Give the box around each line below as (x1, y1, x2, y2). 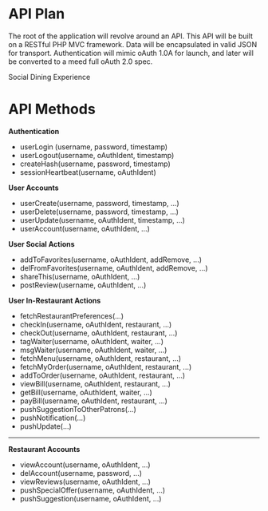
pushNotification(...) (19, 413, 86, 422)
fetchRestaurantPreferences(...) (19, 311, 124, 320)
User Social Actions (8, 239, 75, 248)
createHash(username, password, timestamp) (19, 159, 171, 168)
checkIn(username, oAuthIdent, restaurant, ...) (19, 319, 172, 329)
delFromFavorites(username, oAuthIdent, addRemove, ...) (19, 263, 209, 272)
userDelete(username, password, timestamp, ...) (19, 207, 179, 216)
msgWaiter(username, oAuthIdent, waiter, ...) (19, 345, 167, 355)
